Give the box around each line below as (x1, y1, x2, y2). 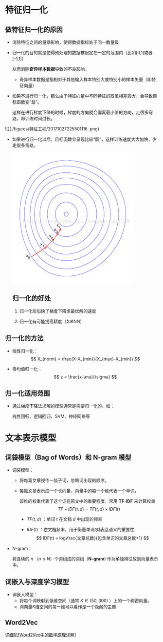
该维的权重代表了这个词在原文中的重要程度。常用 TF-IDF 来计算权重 (19, 498, 156, 504)
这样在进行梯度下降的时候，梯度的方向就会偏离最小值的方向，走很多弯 (12, 109, 153, 115)
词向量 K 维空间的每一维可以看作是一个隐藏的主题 (19, 604, 116, 610)
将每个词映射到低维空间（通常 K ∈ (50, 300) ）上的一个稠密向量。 (19, 598, 152, 603)
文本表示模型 (5, 433, 57, 443)
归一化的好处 (12, 294, 51, 303)
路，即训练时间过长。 (12, 116, 55, 121)
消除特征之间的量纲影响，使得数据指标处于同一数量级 (12, 40, 119, 45)
